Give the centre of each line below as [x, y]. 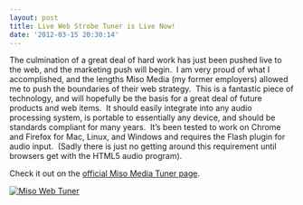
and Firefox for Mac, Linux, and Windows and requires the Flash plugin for [147, 137]
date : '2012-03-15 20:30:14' [64, 34]
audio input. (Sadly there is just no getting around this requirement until [143, 146]
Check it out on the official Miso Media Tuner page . [105, 173]
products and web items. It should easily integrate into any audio [131, 108]
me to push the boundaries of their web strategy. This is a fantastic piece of [151, 89]
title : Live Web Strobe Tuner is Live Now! [93, 26]
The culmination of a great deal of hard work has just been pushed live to [146, 61]
